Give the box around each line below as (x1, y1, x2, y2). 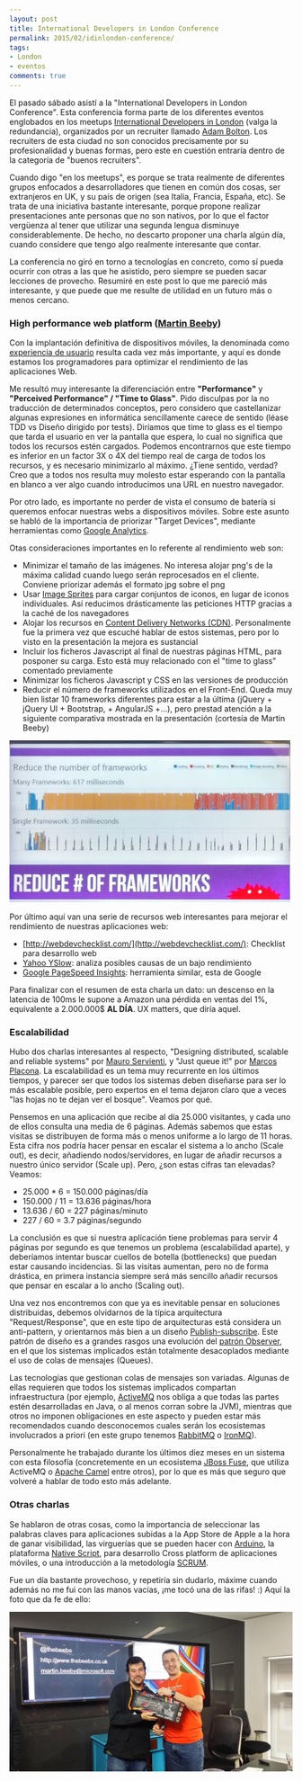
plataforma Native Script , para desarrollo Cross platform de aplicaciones (9, 1547, 278, 1558)
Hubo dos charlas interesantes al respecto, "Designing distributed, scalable (9, 1046, 289, 1057)
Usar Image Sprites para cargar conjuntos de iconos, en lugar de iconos (22, 589, 289, 600)
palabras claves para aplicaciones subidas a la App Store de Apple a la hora (9, 1528, 290, 1539)
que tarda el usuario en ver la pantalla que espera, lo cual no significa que (9, 432, 283, 443)
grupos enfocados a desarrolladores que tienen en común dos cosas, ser (9, 181, 281, 192)
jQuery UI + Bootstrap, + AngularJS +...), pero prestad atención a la (22, 703, 272, 714)
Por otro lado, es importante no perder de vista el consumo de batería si (9, 497, 276, 507)
